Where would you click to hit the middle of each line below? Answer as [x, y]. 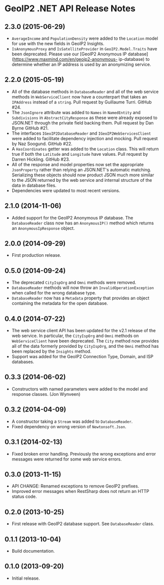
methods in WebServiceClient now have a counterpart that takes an [79, 97]
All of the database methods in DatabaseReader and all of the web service [85, 92]
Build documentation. [33, 551]
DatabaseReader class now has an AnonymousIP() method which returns [83, 223]
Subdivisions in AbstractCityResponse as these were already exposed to [84, 118]
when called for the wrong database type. [54, 293]
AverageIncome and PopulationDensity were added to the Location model [85, 38]
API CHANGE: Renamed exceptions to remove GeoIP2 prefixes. [75, 486]
